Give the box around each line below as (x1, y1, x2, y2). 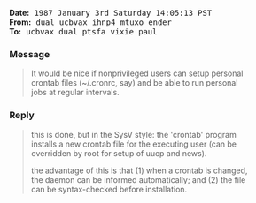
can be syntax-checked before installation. (30, 184, 188, 194)
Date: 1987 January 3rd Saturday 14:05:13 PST (9, 8, 213, 18)
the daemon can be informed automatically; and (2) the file (30, 174, 246, 184)
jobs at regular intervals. (30, 87, 120, 98)
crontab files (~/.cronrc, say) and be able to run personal (30, 78, 238, 88)
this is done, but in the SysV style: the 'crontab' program (30, 129, 237, 139)
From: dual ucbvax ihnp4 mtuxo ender (9, 17, 173, 27)
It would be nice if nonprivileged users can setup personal (30, 68, 244, 79)
